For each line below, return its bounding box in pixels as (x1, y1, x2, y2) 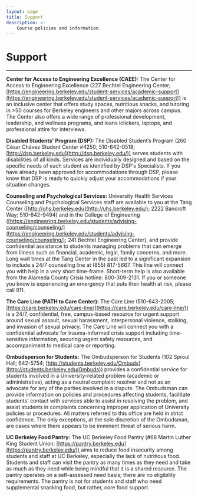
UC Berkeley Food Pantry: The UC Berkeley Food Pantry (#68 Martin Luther (6, 434, 192, 441)
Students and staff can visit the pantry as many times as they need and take (6, 459, 190, 466)
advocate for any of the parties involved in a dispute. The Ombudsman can (6, 385, 188, 392)
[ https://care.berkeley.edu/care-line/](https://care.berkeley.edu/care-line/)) (6, 305, 189, 312)
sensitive (6, 336, 28, 343)
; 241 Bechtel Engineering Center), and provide (64, 237, 179, 244)
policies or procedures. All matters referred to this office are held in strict (6, 410, 183, 417)
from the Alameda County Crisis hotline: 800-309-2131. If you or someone (6, 274, 186, 281)
